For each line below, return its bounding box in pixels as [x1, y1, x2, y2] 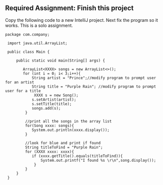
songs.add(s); [31, 106, 61, 111]
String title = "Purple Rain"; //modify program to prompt [31, 84, 156, 89]
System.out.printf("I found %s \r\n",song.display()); [40, 158, 156, 163]
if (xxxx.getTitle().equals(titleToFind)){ [31, 153, 123, 158]
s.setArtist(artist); [31, 97, 77, 102]
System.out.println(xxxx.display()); [31, 127, 110, 132]
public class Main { [7, 49, 50, 54]
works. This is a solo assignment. [5, 22, 73, 28]
